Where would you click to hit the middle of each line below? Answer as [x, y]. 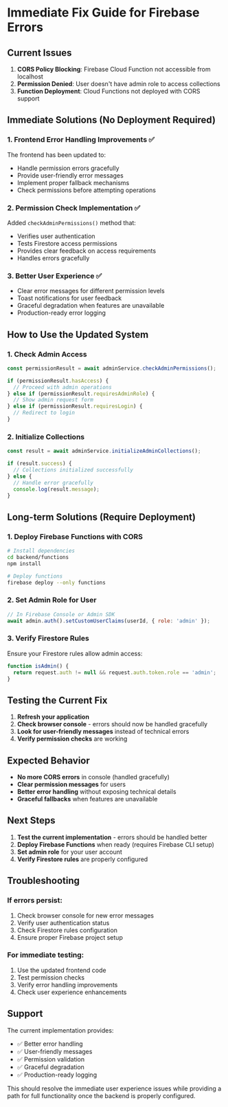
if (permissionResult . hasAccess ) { [58, 381]
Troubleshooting [44, 881]
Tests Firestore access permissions [67, 243]
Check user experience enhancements [72, 992]
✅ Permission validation [51, 1059]
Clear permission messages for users [71, 784]
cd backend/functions [38, 557]
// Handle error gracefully [54, 483]
